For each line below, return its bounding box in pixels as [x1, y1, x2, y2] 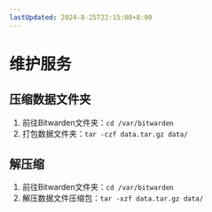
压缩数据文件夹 [9, 92, 91, 107]
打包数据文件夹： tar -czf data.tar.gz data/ [21, 128, 188, 138]
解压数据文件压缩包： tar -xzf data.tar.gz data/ [21, 192, 204, 204]
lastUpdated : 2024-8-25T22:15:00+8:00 [9, 12, 153, 22]
